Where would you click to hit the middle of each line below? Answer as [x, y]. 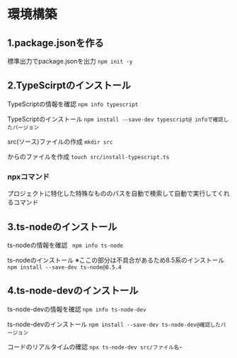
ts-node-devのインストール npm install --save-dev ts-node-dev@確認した [114, 324]
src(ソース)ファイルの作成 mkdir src [60, 142]
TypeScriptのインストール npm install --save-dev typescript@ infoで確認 [116, 119]
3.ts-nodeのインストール [62, 227]
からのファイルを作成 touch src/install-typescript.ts [88, 156]
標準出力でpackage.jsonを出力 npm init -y [70, 61]
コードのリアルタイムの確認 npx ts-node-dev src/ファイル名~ [95, 347]
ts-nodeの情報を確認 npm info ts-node [65, 245]
